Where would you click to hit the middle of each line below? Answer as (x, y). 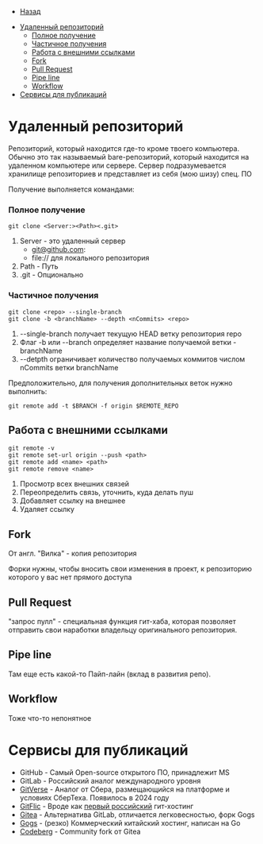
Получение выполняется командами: (71, 189)
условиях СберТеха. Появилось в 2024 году (94, 797)
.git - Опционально (51, 275)
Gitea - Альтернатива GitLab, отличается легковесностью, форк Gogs (137, 815)
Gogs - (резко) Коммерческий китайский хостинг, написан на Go (130, 823)
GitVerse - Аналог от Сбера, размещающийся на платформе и (124, 789)
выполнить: (28, 391)
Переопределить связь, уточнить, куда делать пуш (107, 493)
